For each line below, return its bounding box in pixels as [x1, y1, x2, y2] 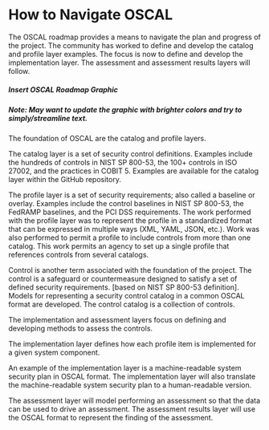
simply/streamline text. [8, 113, 88, 123]
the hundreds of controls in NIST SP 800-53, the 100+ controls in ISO [8, 158, 238, 168]
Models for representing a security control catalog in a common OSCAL [8, 291, 245, 301]
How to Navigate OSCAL [8, 6, 173, 24]
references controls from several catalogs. [8, 250, 149, 260]
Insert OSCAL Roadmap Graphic [8, 84, 119, 94]
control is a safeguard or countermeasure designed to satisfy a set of [8, 274, 238, 284]
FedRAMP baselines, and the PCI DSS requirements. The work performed [8, 207, 251, 217]
